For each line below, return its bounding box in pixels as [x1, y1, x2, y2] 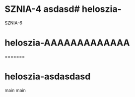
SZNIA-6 [4, 20, 23, 26]
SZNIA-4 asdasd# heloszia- [4, 3, 122, 15]
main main [4, 87, 26, 93]
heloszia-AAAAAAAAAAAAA [4, 37, 130, 48]
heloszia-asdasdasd [4, 71, 91, 82]
